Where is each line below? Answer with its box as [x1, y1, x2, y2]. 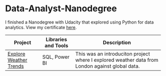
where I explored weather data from [75, 56, 159, 63]
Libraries [45, 36, 68, 43]
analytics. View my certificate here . [5, 24, 77, 30]
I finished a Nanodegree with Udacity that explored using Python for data [5, 19, 154, 25]
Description [103, 39, 131, 46]
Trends [7, 62, 24, 69]
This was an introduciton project [75, 50, 150, 57]
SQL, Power [42, 53, 70, 60]
